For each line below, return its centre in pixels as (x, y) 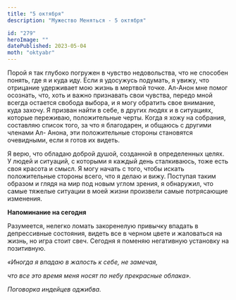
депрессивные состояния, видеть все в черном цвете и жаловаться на (115, 233)
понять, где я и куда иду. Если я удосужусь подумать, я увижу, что (108, 80)
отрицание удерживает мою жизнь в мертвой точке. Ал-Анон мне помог (118, 88)
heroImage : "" (28, 39)
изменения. (25, 199)
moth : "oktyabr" (31, 53)
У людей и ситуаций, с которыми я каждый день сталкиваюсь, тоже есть (118, 161)
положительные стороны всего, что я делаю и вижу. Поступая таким (112, 176)
